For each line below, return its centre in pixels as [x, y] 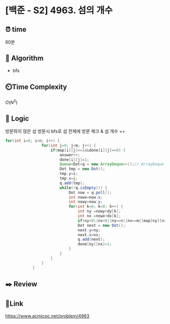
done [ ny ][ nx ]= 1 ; [95, 244]
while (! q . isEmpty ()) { [83, 188]
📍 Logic [17, 119]
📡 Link [14, 304]
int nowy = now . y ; [86, 202]
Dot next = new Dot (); [101, 225]
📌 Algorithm [25, 58]
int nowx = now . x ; [86, 197]
